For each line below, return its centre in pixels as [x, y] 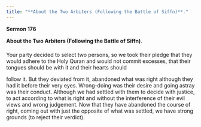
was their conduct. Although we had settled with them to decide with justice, [100, 92]
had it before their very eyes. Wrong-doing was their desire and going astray [100, 85]
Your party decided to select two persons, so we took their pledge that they [99, 55]
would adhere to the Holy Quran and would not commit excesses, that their [98, 61]
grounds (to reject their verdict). [45, 117]
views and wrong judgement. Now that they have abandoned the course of [98, 104]
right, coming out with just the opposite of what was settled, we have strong [100, 111]
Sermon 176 [21, 29]
